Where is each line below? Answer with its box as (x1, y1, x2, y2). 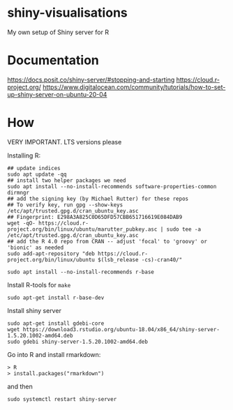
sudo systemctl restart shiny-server (7, 395, 117, 402)
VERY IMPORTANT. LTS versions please (7, 137, 122, 146)
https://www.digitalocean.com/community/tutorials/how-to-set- (43, 82, 226, 91)
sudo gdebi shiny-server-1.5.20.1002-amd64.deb (7, 338, 149, 345)
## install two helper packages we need (7, 176, 127, 184)
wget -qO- (7, 220, 36, 227)
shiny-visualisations (7, 5, 128, 21)
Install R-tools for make (7, 280, 71, 289)
